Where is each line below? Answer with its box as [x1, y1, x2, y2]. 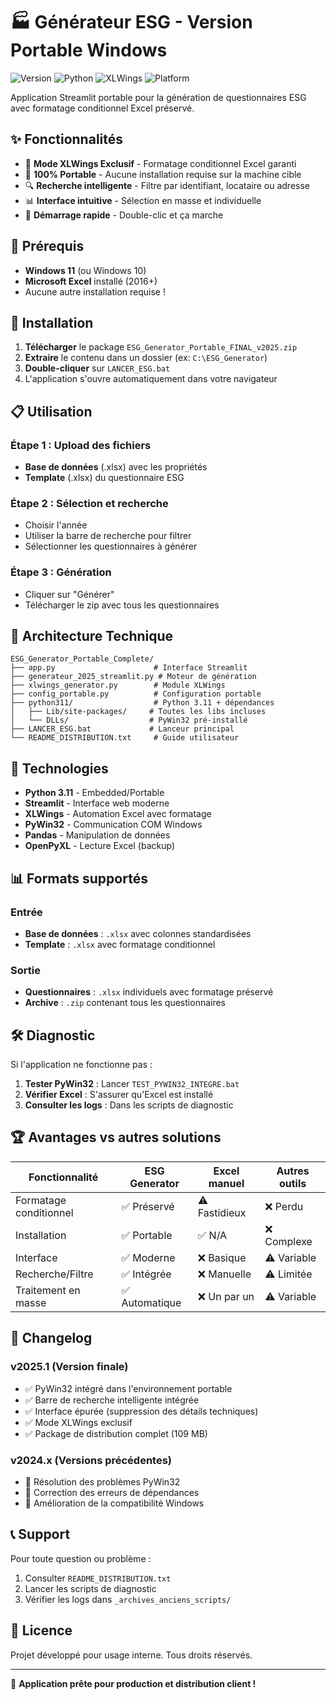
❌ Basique [197, 1250, 247, 1264]
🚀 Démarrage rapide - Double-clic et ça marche [24, 209, 224, 221]
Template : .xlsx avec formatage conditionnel [24, 938, 216, 950]
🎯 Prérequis [10, 238, 85, 255]
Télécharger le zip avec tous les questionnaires [24, 599, 220, 611]
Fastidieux [197, 1205, 247, 1219]
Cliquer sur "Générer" [24, 588, 115, 600]
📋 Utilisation [10, 403, 93, 420]
